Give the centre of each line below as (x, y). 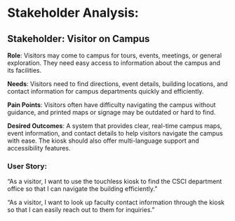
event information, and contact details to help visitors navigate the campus (115, 133)
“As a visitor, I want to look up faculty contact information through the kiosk (116, 202)
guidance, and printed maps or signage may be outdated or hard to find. (112, 112)
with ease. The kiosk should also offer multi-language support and (103, 141)
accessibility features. (39, 148)
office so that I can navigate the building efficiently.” (82, 189)
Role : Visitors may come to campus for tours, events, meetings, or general (115, 55)
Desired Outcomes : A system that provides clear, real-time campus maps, (115, 126)
